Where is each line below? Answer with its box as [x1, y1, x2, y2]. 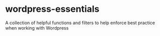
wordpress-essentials [5, 3, 99, 15]
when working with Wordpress [5, 25, 69, 31]
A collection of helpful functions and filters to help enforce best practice [5, 20, 155, 26]
